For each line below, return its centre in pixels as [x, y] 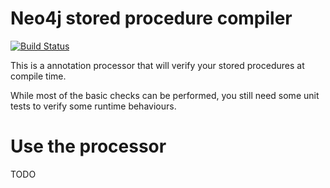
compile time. [38, 76]
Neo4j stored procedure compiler [151, 18]
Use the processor [88, 146]
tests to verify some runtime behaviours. [93, 106]
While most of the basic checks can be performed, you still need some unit [165, 95]
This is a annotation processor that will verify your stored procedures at [157, 65]
